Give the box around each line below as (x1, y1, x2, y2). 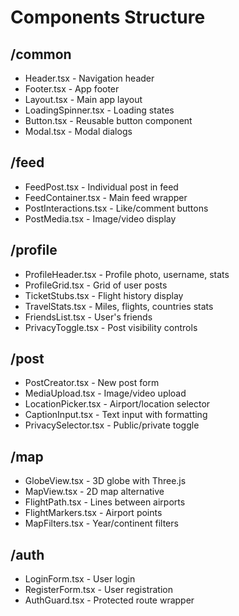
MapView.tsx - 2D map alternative (24, 486, 165, 498)
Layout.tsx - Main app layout (24, 94, 143, 105)
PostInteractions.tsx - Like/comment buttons (24, 202, 209, 214)
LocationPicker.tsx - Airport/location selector (24, 398, 211, 410)
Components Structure (10, 6, 206, 29)
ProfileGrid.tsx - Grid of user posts (24, 279, 168, 291)
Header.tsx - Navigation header (24, 72, 155, 84)
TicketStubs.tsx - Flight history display (24, 289, 184, 301)
